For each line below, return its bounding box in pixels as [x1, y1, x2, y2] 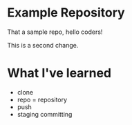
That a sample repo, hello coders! [7, 28, 103, 36]
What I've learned [7, 66, 112, 81]
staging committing [17, 110, 73, 118]
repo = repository [17, 95, 68, 104]
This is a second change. [7, 41, 79, 49]
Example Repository [7, 5, 126, 21]
